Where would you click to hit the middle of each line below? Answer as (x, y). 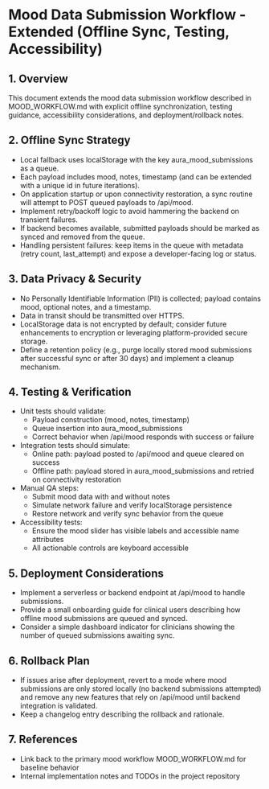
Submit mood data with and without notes (101, 497)
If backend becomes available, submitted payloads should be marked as (139, 228)
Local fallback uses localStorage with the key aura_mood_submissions (137, 159)
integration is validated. (59, 706)
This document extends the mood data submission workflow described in (130, 98)
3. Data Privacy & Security (75, 279)
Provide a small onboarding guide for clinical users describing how (130, 610)
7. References (43, 740)
